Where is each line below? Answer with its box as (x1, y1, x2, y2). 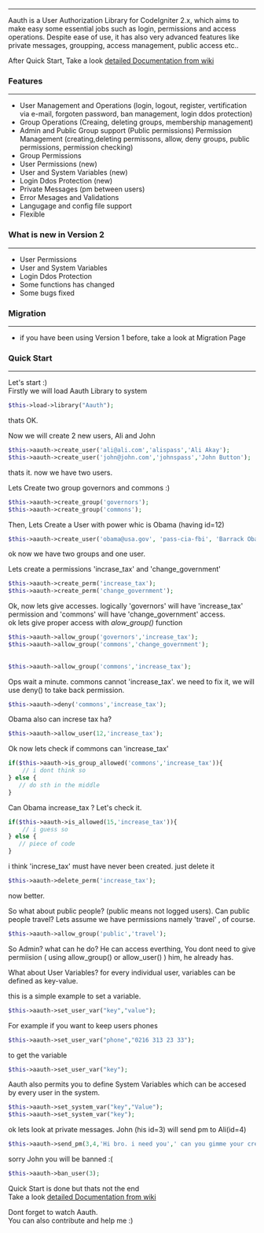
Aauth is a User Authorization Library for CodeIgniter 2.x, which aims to (8, 16, 240, 24)
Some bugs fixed (19, 288, 75, 298)
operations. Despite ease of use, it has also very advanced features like (8, 32, 240, 42)
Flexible (19, 209, 46, 219)
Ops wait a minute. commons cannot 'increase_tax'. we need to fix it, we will (8, 676, 255, 686)
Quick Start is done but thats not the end (8, 1183, 140, 1193)
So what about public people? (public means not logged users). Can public (8, 906, 250, 916)
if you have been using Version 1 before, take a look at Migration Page (19, 332, 246, 342)
